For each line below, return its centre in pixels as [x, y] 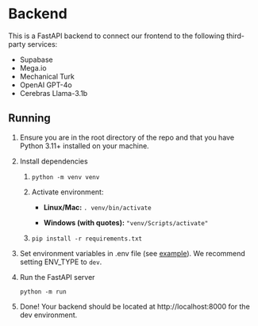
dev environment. [48, 315]
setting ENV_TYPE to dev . [61, 262]
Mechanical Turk [47, 76]
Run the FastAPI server [57, 277]
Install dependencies [54, 161]
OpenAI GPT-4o [46, 85]
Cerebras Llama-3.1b [54, 93]
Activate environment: [67, 192]
